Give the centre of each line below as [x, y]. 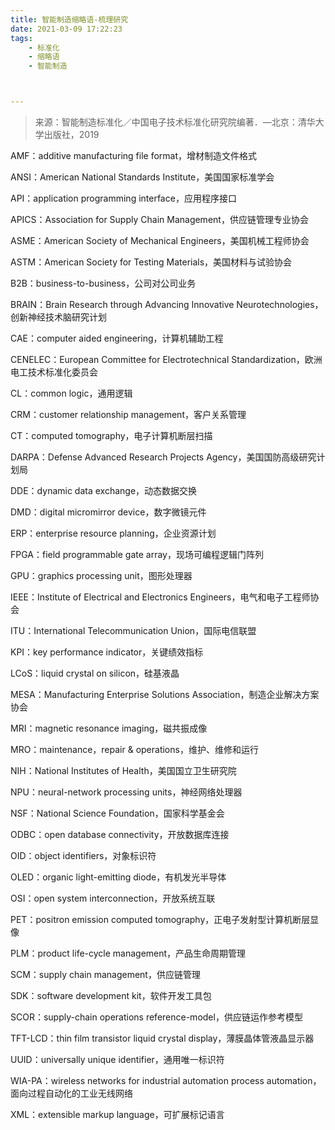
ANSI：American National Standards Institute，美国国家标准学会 [142, 177]
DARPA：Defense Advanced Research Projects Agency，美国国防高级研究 [163, 457]
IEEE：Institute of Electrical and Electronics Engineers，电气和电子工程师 [160, 597]
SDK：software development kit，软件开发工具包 [111, 995]
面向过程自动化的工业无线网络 [71, 1093]
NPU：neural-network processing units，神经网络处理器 [126, 792]
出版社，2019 [71, 134]
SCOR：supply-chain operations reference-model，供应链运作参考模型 [156, 1017]
